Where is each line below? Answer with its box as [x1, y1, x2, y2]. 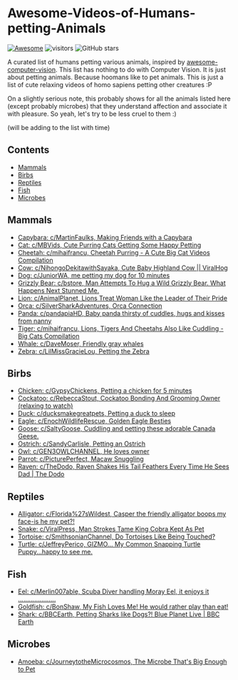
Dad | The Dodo [17, 470, 65, 479]
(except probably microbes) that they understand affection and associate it [7, 101, 227, 110]
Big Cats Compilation [17, 331, 80, 340]
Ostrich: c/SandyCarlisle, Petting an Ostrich [17, 439, 146, 448]
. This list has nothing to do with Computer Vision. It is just [55, 65, 227, 74]
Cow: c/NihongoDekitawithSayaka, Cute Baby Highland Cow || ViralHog [17, 263, 228, 272]
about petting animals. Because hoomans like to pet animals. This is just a [7, 73, 224, 81]
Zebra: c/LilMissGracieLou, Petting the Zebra [17, 346, 150, 355]
